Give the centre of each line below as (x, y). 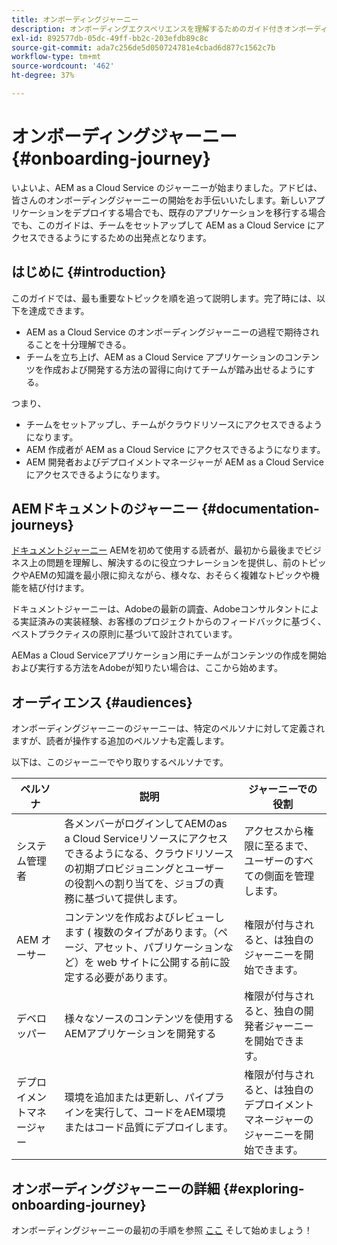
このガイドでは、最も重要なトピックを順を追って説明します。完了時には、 (164, 298)
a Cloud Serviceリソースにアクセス (146, 839)
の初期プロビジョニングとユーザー (144, 869)
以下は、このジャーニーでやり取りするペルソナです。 (120, 762)
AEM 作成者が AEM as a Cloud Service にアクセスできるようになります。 (175, 449)
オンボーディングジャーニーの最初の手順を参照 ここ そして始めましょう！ (162, 1230)
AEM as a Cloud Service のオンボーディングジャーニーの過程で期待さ (168, 332)
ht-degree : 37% (43, 76)
